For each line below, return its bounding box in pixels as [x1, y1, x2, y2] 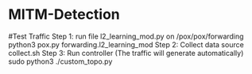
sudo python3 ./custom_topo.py [8, 57, 113, 66]
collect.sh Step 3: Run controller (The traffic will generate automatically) [8, 48, 244, 57]
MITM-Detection [8, 6, 121, 24]
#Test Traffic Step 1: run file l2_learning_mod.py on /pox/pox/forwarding [8, 31, 244, 41]
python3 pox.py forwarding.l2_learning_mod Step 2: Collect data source [8, 39, 244, 49]
